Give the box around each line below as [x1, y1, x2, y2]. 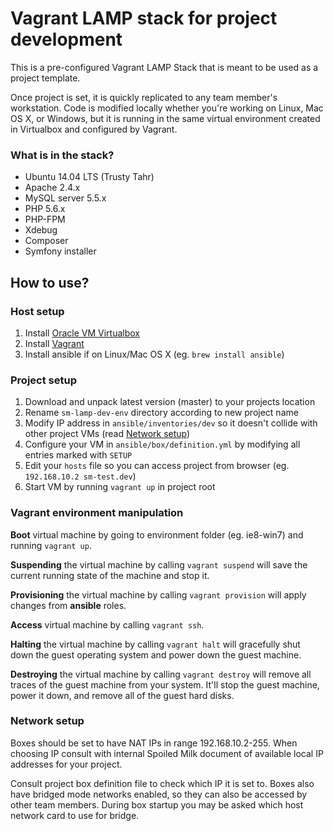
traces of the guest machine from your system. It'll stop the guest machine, [10, 678, 320, 691]
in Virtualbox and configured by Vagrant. [10, 123, 178, 135]
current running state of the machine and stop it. [10, 569, 210, 581]
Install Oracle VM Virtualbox [24, 327, 140, 339]
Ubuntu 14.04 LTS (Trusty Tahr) [24, 171, 155, 183]
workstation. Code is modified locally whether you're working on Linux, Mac [10, 102, 324, 114]
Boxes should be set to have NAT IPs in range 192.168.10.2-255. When [10, 737, 298, 749]
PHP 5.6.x [24, 203, 66, 215]
